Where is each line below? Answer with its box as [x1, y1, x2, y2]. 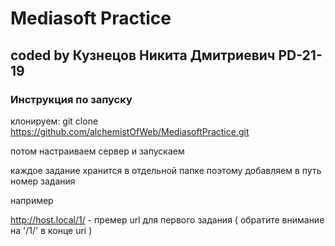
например [10, 194, 54, 206]
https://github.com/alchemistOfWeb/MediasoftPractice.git [10, 125, 250, 137]
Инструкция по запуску [10, 92, 133, 106]
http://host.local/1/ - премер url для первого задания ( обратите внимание [10, 213, 325, 226]
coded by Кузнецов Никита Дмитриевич [10, 47, 276, 64]
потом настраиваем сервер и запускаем [10, 145, 185, 157]
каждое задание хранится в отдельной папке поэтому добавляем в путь [10, 164, 322, 176]
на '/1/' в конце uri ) [10, 224, 93, 236]
